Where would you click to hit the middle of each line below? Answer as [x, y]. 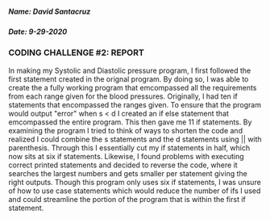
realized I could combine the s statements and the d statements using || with [135, 139]
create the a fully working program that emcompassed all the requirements [133, 87]
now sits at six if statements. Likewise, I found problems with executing [126, 156]
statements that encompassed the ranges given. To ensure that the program [135, 104]
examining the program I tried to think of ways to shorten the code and [126, 130]
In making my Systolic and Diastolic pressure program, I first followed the [130, 70]
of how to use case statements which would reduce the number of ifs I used [135, 191]
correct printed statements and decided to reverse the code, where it [123, 165]
